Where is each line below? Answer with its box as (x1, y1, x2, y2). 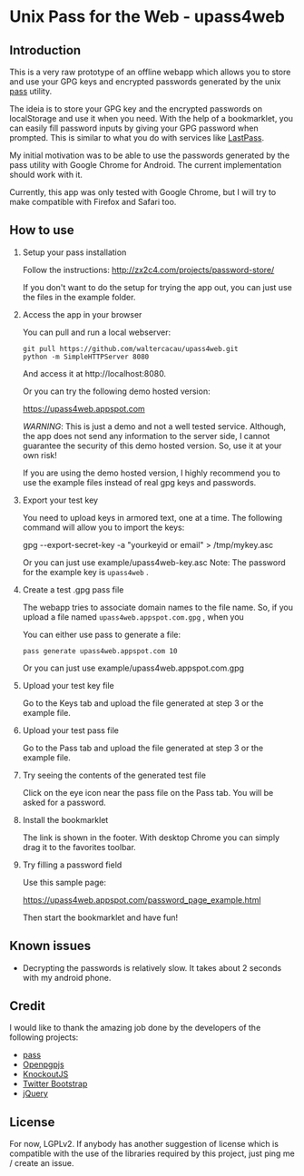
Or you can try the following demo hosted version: (22, 386, 211, 397)
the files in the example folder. (22, 291, 136, 302)
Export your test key (22, 495, 98, 505)
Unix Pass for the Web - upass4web (9, 6, 286, 27)
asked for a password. (22, 797, 106, 808)
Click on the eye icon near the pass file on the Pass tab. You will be (22, 787, 274, 798)
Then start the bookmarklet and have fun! (22, 912, 179, 923)
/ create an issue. (9, 1158, 74, 1169)
